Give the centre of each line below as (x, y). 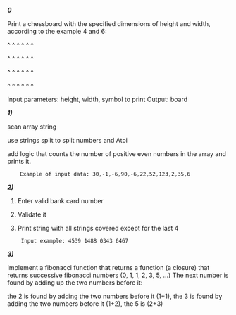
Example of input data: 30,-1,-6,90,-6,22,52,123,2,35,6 (105, 174)
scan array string (32, 127)
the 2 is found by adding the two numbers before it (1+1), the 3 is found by (115, 296)
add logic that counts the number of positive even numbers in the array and (117, 154)
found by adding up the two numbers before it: (75, 283)
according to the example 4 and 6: (57, 31)
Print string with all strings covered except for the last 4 (98, 228)
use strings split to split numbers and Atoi (68, 140)
